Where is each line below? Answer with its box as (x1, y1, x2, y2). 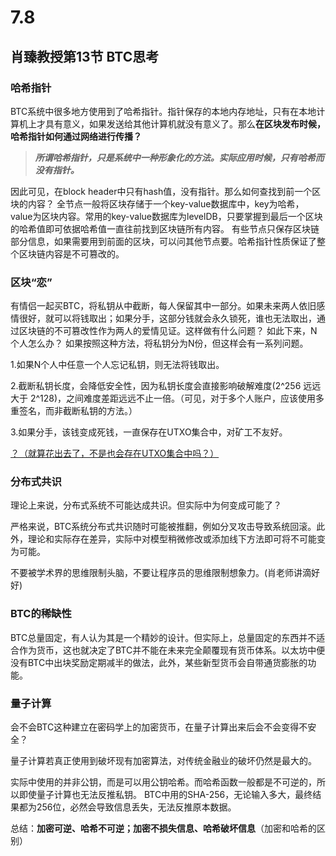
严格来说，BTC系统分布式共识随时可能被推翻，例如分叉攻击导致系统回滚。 (10, 521, 317, 533)
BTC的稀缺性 (10, 607, 72, 621)
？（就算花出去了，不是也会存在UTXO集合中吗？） (10, 447, 220, 460)
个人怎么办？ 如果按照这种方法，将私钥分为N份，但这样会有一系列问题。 (10, 337, 309, 350)
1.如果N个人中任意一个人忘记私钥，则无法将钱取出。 (10, 359, 225, 371)
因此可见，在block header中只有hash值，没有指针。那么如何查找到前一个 (10, 185, 313, 197)
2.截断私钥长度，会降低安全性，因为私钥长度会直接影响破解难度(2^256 (10, 380, 302, 392)
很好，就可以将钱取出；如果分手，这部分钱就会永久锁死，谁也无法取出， (18, 312, 317, 325)
